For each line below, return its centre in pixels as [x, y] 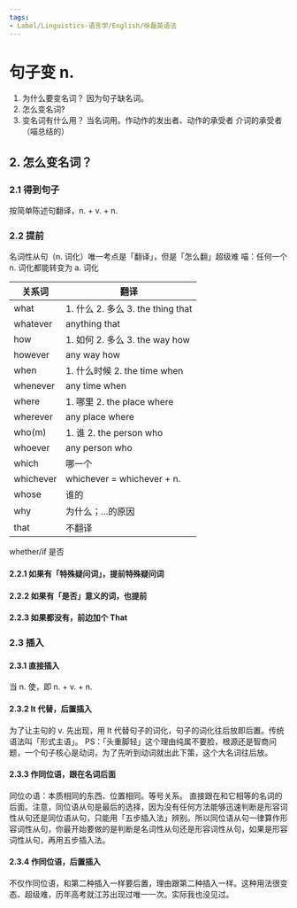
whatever [33, 324]
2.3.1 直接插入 [34, 665]
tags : [19, 17]
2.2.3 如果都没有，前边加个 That [69, 617]
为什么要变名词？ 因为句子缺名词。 [85, 98]
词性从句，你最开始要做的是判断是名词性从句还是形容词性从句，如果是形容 [152, 828]
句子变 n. [42, 72]
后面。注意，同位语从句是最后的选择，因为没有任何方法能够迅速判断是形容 [145, 806]
